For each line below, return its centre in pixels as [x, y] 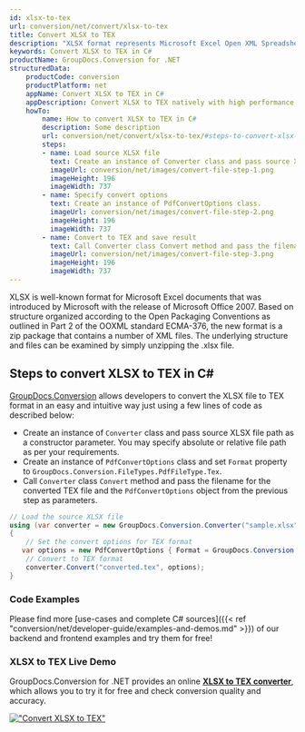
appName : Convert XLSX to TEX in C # [95, 94]
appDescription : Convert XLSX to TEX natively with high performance [160, 102]
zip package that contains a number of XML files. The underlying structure [149, 335]
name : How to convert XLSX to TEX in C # [119, 119]
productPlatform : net [66, 85]
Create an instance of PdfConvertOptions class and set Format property [155, 461]
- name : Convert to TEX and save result [119, 237]
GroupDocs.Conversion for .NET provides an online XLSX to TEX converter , [152, 681]
